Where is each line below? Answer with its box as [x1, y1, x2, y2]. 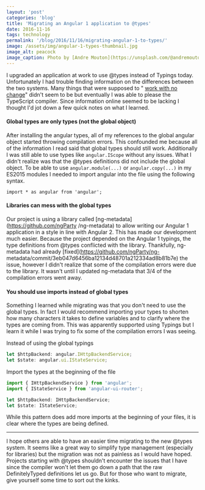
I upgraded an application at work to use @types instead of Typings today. [6, 71, 194, 78]
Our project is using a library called [6, 216, 95, 223]
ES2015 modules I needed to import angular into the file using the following [6, 170, 195, 178]
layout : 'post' [6, 9, 45, 15]
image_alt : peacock [6, 49, 56, 55]
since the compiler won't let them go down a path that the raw [6, 464, 163, 471]
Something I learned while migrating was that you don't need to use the [6, 301, 186, 309]
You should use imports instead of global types [6, 288, 129, 295]
